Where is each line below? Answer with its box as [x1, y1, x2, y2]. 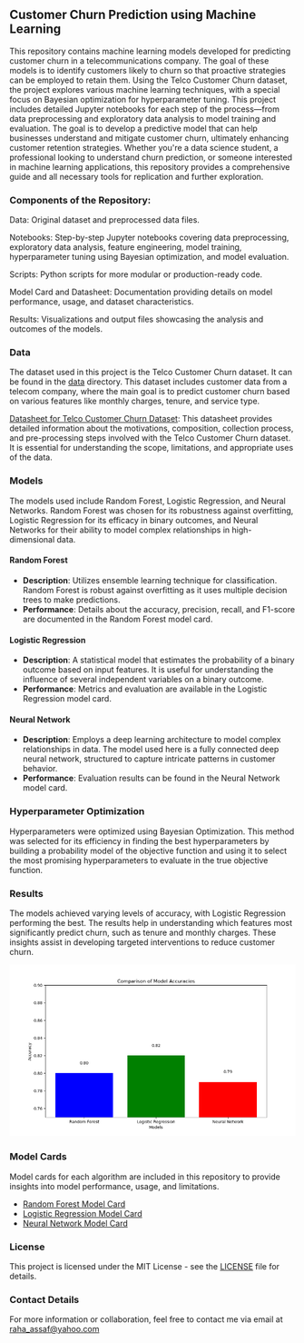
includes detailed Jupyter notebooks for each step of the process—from [9, 104, 279, 114]
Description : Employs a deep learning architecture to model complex [22, 734, 281, 745]
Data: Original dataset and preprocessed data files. [9, 214, 200, 225]
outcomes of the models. [9, 323, 103, 334]
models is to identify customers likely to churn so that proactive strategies [9, 65, 286, 75]
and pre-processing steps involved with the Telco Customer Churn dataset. [9, 433, 291, 443]
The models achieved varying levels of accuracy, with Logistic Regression [9, 908, 286, 919]
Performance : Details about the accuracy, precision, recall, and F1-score [22, 603, 296, 614]
